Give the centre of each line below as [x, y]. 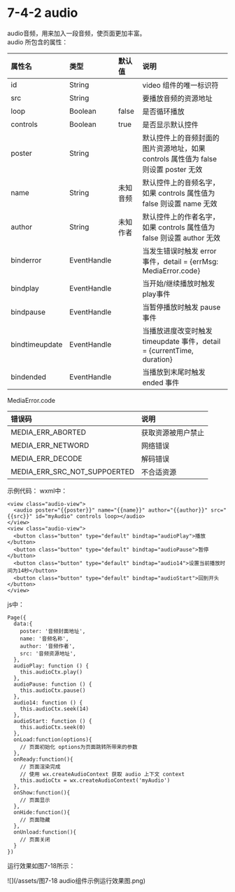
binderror [26, 260]
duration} [157, 359]
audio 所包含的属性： [38, 42]
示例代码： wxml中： [37, 491]
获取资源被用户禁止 [173, 432]
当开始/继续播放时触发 [179, 284]
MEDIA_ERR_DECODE [47, 458]
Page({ [17, 618]
